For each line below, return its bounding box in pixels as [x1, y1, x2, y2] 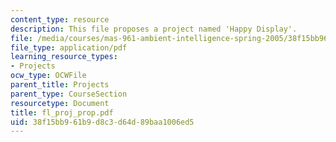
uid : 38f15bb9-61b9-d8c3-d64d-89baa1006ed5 [10, 117, 195, 127]
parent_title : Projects [10, 80, 110, 90]
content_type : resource [10, 14, 110, 25]
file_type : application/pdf [10, 42, 128, 53]
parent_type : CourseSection [10, 89, 128, 99]
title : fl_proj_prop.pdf [10, 107, 114, 118]
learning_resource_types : [10, 52, 118, 62]
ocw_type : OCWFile [10, 71, 87, 81]
